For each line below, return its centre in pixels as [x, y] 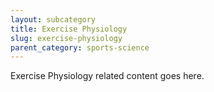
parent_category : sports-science [80, 47]
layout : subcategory [53, 19]
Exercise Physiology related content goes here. [107, 76]
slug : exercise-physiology [66, 38]
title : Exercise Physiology [69, 29]
